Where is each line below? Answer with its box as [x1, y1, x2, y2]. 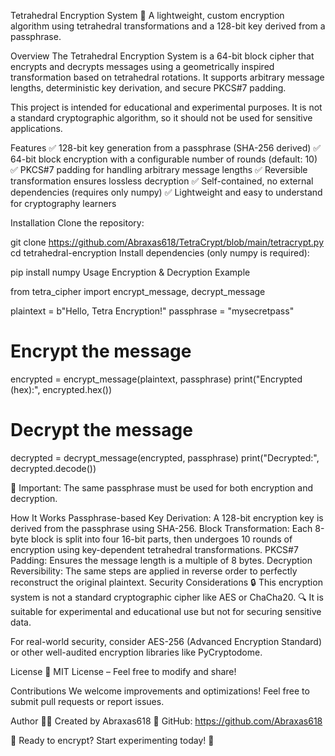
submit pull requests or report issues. [10, 695, 165, 707]
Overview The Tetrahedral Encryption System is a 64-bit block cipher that [10, 50, 315, 62]
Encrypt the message [10, 340, 192, 363]
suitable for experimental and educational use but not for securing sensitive [10, 605, 322, 617]
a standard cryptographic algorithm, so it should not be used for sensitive [10, 112, 313, 124]
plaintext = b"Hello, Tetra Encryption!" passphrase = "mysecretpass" [10, 305, 295, 317]
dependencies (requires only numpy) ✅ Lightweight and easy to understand [10, 186, 323, 198]
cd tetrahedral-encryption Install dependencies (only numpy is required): [10, 247, 310, 259]
